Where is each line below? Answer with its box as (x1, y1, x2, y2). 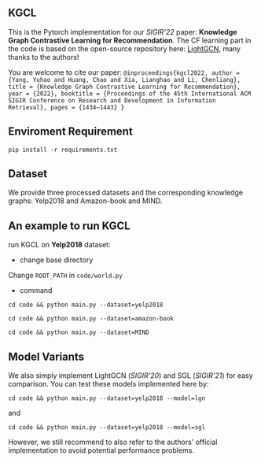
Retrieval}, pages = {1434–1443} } (8, 103, 125, 111)
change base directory (19, 255, 94, 265)
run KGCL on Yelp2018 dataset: (8, 240, 111, 250)
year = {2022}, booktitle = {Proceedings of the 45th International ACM (8, 90, 252, 98)
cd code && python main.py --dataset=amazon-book (8, 315, 175, 323)
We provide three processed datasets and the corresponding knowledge (8, 188, 244, 198)
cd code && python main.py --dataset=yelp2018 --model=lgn (8, 394, 206, 402)
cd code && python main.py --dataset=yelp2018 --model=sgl (8, 424, 206, 432)
